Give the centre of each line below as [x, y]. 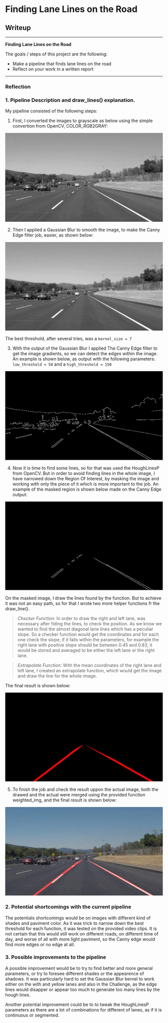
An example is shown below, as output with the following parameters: [84, 359]
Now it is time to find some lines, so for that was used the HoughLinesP [86, 468]
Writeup [18, 28]
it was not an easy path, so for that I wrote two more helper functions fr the [82, 603]
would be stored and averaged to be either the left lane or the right [86, 650]
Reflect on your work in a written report [53, 69]
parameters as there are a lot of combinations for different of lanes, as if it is [83, 1009]
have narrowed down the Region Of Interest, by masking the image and [85, 478]
